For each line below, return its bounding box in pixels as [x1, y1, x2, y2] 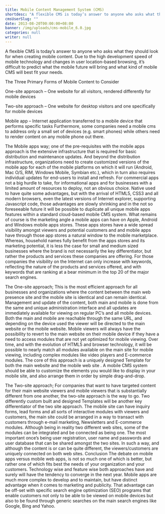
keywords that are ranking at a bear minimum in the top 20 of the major [5, 269, 149, 275]
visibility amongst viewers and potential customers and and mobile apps [5, 227, 151, 233]
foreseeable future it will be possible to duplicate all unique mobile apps [5, 206, 151, 212]
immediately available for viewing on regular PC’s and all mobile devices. [5, 310, 152, 316]
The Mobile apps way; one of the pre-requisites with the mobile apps [5, 143, 145, 149]
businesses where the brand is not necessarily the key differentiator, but [5, 248, 151, 254]
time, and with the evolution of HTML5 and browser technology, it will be [5, 341, 152, 347]
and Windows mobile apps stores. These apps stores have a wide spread [5, 221, 153, 227]
